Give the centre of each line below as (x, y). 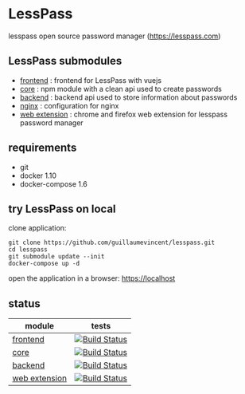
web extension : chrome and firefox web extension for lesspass (124, 114)
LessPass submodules (65, 61)
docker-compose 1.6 (53, 183)
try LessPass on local (62, 209)
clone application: (37, 228)
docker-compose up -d (44, 264)
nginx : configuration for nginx (69, 105)
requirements (43, 148)
